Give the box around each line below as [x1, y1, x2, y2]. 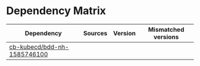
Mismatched [148, 25, 185, 34]
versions [154, 32, 179, 41]
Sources [83, 29, 108, 37]
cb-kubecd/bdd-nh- [9, 42, 70, 51]
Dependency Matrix [6, 4, 106, 18]
